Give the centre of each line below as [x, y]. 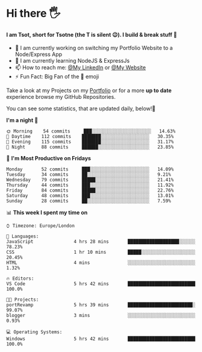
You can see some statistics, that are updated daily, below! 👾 [81, 108]
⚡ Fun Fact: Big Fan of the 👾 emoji [57, 77]
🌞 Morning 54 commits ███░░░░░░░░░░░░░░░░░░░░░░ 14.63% [91, 131]
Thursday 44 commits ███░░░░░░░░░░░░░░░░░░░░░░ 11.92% [90, 185]
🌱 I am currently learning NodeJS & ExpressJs [72, 61]
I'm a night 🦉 [22, 121]
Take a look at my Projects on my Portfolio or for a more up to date [89, 90]
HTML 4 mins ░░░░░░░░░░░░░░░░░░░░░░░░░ [101, 263]
